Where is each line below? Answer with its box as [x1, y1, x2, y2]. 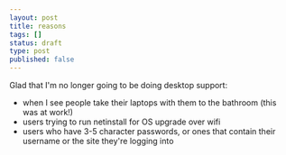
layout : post [9, 13, 59, 23]
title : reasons [9, 22, 67, 31]
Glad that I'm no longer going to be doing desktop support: [9, 80, 228, 90]
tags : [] [9, 30, 42, 39]
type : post [9, 47, 51, 56]
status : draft [9, 38, 63, 48]
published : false [9, 55, 75, 64]
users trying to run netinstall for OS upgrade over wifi [22, 116, 221, 127]
